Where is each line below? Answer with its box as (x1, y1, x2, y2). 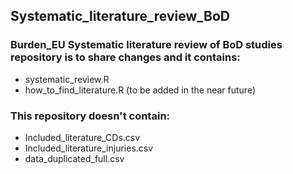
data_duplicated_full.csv (24, 152, 125, 164)
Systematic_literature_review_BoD (10, 8, 230, 25)
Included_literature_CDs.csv (24, 131, 141, 143)
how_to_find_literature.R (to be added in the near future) (24, 84, 257, 96)
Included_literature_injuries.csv (24, 142, 154, 154)
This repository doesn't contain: (10, 109, 171, 123)
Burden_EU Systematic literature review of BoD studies (10, 38, 283, 52)
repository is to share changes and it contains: (10, 50, 241, 64)
